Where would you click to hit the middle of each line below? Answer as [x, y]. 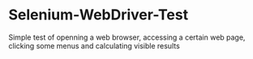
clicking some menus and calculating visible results [94, 45]
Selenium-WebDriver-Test [99, 15]
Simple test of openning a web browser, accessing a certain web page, [127, 37]
